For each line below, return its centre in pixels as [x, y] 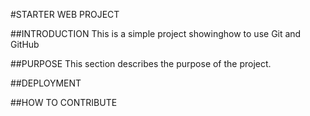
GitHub [25, 44]
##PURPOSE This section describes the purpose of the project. [141, 63]
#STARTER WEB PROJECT [65, 14]
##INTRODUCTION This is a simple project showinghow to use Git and [156, 33]
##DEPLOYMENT [46, 83]
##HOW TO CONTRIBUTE [64, 102]
